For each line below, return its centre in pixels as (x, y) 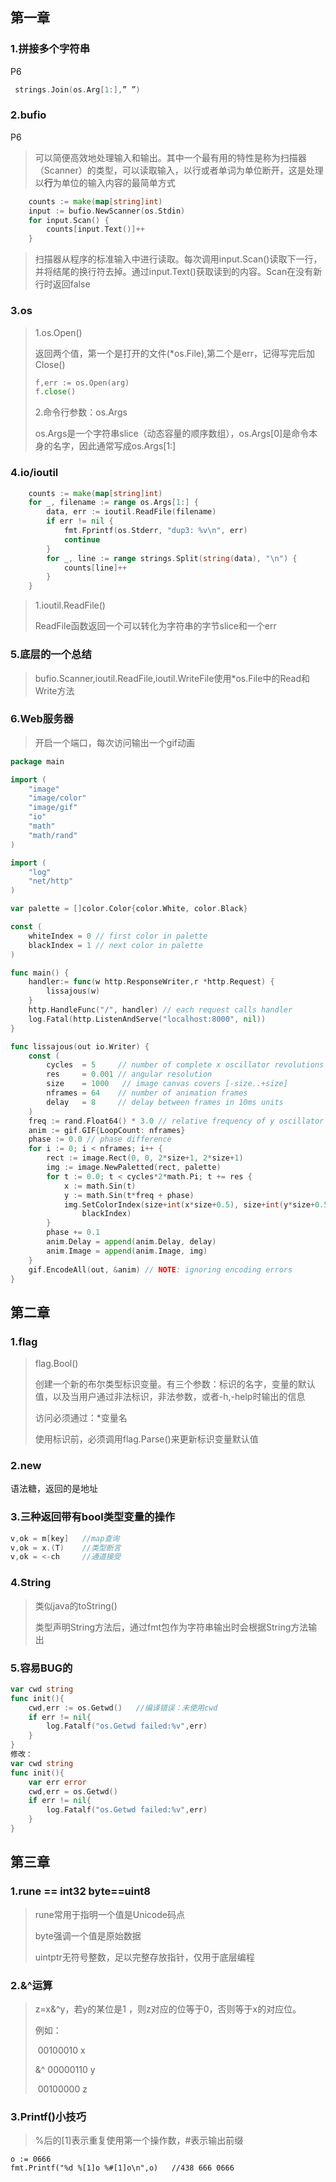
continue (82, 539)
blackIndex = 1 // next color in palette (115, 945)
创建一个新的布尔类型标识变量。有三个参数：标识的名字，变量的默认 (175, 1384)
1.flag (24, 1341)
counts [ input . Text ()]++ (95, 229)
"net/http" (51, 881)
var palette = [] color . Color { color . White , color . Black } (129, 909)
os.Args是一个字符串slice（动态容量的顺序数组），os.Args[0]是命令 (172, 434)
